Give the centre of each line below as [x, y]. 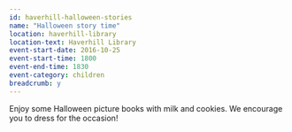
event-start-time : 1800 [53, 58]
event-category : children [57, 75]
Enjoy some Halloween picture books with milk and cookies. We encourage [146, 108]
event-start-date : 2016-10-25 [65, 50]
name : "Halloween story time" [65, 26]
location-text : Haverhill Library [73, 42]
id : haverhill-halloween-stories [71, 17]
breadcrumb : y [35, 83]
